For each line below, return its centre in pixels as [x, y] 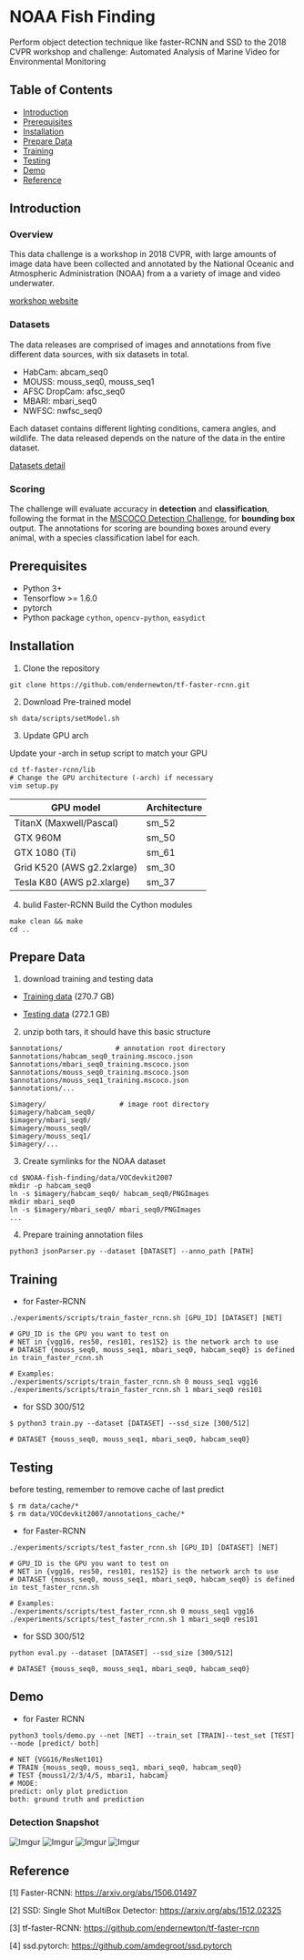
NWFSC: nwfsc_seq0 [62, 410]
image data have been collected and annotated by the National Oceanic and [152, 264]
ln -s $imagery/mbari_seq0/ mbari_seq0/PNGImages [106, 1210]
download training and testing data [88, 979]
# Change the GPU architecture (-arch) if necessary [111, 778]
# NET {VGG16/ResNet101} [56, 1759]
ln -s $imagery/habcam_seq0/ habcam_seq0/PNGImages [109, 1194]
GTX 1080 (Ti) [46, 852]
